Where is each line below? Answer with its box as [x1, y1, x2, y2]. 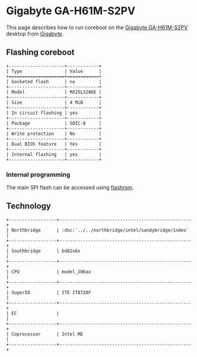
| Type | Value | [6, 68, 102, 74]
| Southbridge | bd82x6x [6, 248, 81, 254]
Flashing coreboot [6, 48, 75, 58]
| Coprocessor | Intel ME [6, 331, 83, 337]
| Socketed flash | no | [6, 78, 102, 84]
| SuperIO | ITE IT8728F [6, 289, 92, 295]
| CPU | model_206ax [6, 268, 92, 274]
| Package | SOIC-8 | [6, 120, 102, 126]
